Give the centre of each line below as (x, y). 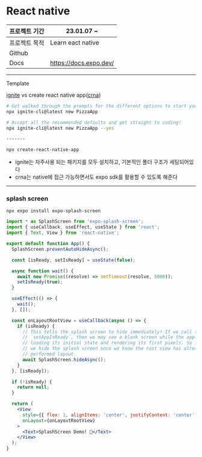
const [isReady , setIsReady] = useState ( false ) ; (74, 260)
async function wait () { (43, 271)
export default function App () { (48, 244)
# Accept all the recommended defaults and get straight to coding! (94, 122)
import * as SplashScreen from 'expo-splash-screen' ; (75, 222)
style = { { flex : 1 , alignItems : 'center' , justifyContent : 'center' (109, 415)
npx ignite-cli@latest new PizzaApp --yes (60, 128)
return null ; (33, 387)
